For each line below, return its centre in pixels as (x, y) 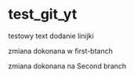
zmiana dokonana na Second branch (67, 66)
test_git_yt (43, 14)
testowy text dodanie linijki (51, 36)
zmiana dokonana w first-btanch (61, 51)
